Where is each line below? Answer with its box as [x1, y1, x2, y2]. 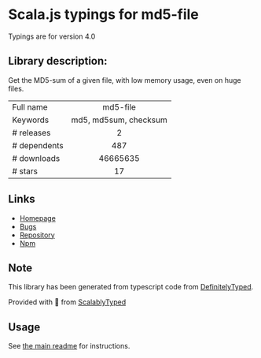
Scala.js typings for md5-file [8, 6, 199, 24]
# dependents [12, 140, 64, 151]
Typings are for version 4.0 [8, 32, 96, 41]
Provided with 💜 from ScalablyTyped [8, 297, 127, 307]
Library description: [8, 54, 108, 68]
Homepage [19, 213, 57, 222]
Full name [12, 101, 49, 112]
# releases [12, 127, 51, 138]
